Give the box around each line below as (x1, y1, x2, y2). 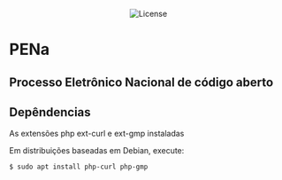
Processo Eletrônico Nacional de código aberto (9, 74, 274, 90)
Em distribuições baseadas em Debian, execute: (9, 145, 185, 156)
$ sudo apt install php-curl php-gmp (9, 162, 149, 172)
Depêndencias (9, 105, 91, 120)
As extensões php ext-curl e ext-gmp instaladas (9, 129, 185, 139)
